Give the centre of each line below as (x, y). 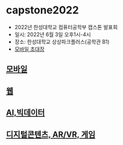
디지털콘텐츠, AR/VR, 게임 (51, 134)
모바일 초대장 (29, 49)
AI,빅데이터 (25, 113)
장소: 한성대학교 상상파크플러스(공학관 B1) (62, 42)
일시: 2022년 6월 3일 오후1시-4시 (53, 34)
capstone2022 (43, 10)
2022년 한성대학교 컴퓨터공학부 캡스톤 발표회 (66, 27)
